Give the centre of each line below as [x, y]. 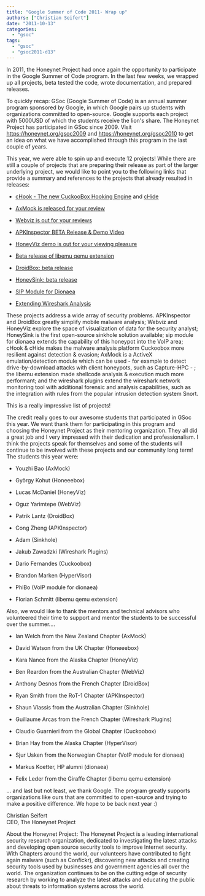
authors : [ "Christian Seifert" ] [48, 18]
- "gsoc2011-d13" [34, 52]
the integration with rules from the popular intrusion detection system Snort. [102, 393]
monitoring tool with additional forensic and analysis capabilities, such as [99, 387]
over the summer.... [31, 624]
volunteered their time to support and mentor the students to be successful [101, 617]
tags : [13, 41]
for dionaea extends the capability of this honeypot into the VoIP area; [95, 341]
